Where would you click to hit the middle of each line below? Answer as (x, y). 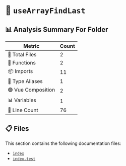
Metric (31, 46)
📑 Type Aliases (25, 81)
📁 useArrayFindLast (45, 10)
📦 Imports (20, 71)
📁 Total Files (22, 55)
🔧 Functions (22, 63)
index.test (24, 159)
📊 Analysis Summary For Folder (57, 29)
